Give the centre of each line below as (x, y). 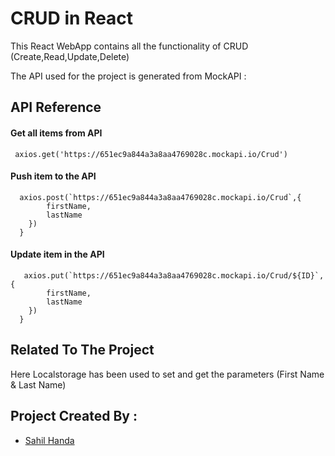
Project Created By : (74, 416)
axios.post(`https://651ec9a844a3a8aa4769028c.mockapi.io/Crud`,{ (160, 197)
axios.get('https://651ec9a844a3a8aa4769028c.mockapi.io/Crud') (151, 154)
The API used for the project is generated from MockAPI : (128, 76)
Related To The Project (82, 350)
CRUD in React (72, 18)
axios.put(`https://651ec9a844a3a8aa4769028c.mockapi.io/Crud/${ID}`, (174, 275)
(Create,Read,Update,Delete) (70, 56)
